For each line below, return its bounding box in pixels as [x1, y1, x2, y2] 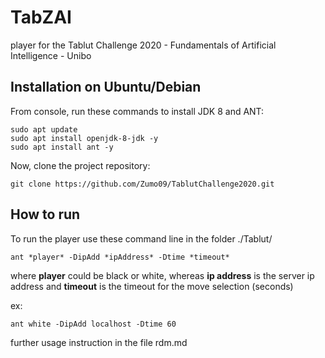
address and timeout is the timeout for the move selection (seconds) [10, 280, 294, 292]
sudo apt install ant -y [10, 142, 114, 152]
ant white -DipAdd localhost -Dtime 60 [10, 319, 177, 329]
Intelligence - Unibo [10, 49, 92, 61]
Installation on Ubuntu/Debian [10, 79, 202, 96]
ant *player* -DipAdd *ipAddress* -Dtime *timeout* [10, 252, 230, 262]
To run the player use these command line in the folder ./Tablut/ [10, 232, 273, 245]
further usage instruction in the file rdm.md [10, 336, 188, 348]
